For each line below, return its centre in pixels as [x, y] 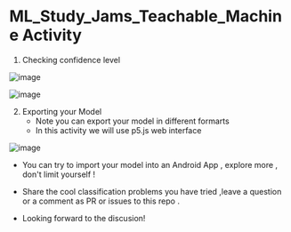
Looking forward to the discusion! [84, 218]
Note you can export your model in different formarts [132, 121]
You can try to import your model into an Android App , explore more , [150, 164]
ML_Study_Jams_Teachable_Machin [146, 16]
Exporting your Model [62, 111]
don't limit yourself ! [59, 174]
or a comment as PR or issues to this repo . [101, 201]
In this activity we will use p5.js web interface [118, 130]
